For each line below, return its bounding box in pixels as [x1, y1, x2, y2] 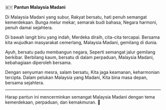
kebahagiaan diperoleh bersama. [5, 59, 72, 65]
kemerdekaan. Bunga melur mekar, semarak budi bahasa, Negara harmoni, [5, 19, 158, 25]
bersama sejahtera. [5, 80, 44, 86]
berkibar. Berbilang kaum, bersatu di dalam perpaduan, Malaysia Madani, [5, 55, 154, 60]
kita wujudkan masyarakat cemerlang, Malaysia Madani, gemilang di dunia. [5, 40, 158, 45]
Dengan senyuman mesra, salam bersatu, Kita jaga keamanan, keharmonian [5, 69, 160, 75]
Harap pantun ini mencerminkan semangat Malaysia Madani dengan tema [5, 94, 155, 100]
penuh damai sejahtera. [5, 25, 53, 30]
